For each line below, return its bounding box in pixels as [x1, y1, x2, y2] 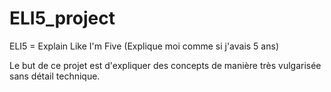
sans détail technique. [9, 70, 101, 82]
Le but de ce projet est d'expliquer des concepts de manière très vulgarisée [9, 59, 322, 71]
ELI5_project [9, 7, 116, 30]
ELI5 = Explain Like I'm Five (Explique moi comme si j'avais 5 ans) [9, 40, 279, 52]
